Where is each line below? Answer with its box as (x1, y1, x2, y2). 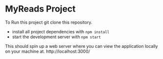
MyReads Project (5, 3, 76, 15)
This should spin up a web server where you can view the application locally (5, 43, 158, 49)
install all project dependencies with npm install (12, 29, 109, 34)
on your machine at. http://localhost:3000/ (5, 48, 90, 54)
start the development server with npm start (12, 34, 101, 40)
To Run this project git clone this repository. (5, 19, 92, 25)
